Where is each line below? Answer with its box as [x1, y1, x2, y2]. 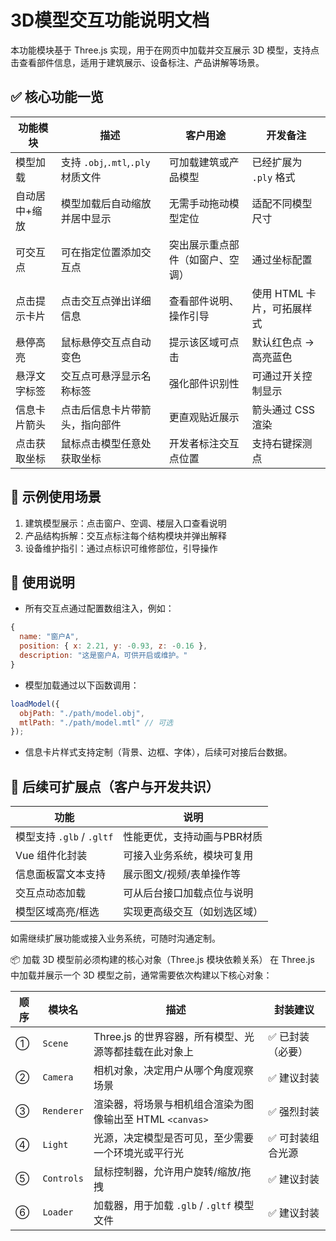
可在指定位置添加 [60, 245, 142, 259]
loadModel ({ [10, 699, 60, 709]
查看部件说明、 [168, 294, 240, 308]
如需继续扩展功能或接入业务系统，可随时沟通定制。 [10, 932, 221, 945]
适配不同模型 [251, 196, 313, 210]
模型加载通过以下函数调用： [24, 679, 140, 691]
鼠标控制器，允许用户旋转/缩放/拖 [93, 1165, 252, 1179]
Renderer [42, 1106, 84, 1117]
